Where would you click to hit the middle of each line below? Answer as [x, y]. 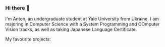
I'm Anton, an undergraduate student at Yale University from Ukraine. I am [82, 19]
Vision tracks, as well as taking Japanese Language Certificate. [71, 29]
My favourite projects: [28, 39]
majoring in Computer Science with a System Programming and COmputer [82, 24]
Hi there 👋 [18, 8]
